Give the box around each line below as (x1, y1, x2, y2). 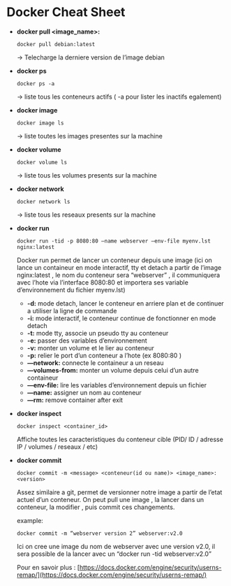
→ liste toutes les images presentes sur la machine (16, 131, 163, 140)
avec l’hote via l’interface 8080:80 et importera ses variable (16, 278, 189, 287)
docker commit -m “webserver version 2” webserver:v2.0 (16, 529, 183, 537)
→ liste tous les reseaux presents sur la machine (16, 210, 156, 219)
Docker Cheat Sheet (6, 4, 126, 20)
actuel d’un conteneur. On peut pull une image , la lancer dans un (16, 495, 204, 503)
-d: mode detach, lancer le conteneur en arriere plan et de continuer (27, 299, 224, 308)
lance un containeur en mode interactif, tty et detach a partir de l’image (16, 263, 222, 271)
